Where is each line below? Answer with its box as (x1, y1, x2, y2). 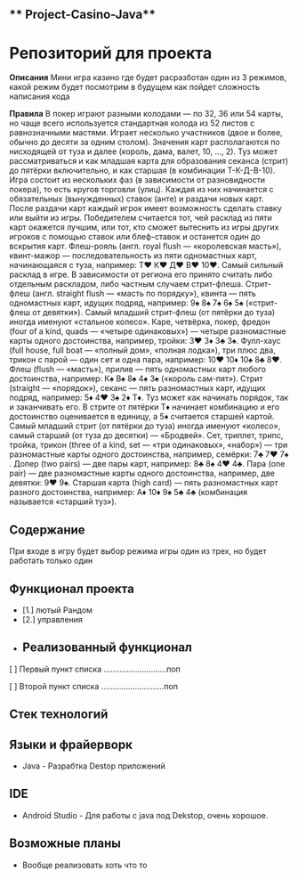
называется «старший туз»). (9, 496, 117, 507)
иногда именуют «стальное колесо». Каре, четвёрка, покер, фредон (9, 316, 271, 328)
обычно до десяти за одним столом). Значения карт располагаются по (9, 137, 280, 148)
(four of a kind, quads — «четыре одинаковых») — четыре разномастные (9, 326, 286, 337)
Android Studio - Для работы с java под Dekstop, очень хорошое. (21, 810, 269, 820)
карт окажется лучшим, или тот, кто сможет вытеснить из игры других (9, 222, 279, 232)
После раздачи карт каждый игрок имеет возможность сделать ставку (9, 203, 282, 214)
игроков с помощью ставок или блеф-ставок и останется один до (9, 232, 261, 242)
